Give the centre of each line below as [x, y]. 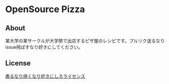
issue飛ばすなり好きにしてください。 [44, 47]
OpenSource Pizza [45, 9]
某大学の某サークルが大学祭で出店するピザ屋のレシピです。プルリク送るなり [85, 41]
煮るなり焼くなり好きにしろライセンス [45, 76]
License [18, 64]
